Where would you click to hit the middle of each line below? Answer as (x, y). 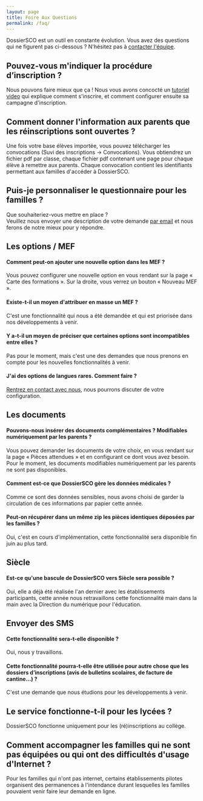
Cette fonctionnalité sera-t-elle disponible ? (63, 639)
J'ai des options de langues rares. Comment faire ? (72, 376)
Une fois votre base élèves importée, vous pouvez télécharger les (88, 146)
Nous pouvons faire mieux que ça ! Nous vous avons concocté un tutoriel (98, 90)
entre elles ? (22, 342)
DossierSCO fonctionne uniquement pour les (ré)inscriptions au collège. (96, 726)
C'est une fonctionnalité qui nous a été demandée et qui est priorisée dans (99, 315)
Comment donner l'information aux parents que (98, 122)
